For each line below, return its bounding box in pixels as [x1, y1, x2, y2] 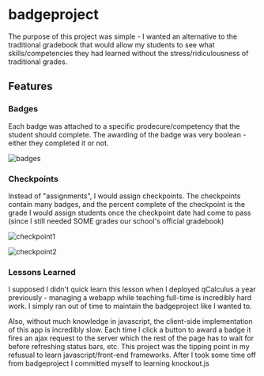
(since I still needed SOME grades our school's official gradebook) [8, 216, 224, 226]
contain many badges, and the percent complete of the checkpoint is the [8, 199, 246, 209]
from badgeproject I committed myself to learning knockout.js [8, 359, 209, 368]
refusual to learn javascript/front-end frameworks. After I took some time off [8, 350, 257, 360]
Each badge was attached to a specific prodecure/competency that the [8, 121, 240, 131]
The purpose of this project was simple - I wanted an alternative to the [8, 32, 238, 41]
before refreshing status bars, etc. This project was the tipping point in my [8, 342, 251, 352]
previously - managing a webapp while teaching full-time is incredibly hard [8, 293, 252, 303]
